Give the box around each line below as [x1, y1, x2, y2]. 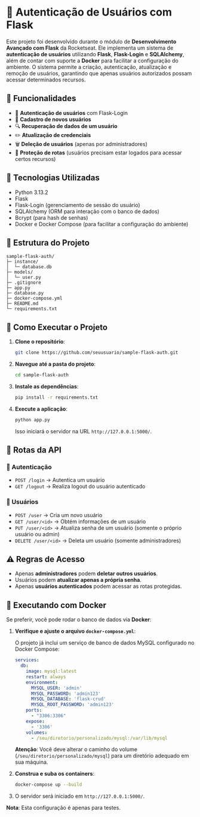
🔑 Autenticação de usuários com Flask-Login [14, 109, 128, 116]
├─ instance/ [6, 259, 39, 265]
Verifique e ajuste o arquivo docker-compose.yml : [14, 628, 136, 635]
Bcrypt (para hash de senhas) [14, 214, 88, 221]
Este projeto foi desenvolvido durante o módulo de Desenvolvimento [6, 38, 177, 45]
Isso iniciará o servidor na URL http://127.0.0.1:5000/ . [14, 427, 152, 435]
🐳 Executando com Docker [6, 600, 106, 610]
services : [14, 657, 40, 663]
